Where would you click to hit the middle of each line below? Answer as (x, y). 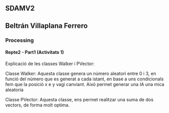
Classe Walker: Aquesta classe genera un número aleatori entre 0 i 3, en (81, 73)
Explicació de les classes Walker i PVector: (50, 64)
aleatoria (14, 90)
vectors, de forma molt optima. (38, 105)
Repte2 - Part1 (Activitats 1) (35, 52)
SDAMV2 (20, 8)
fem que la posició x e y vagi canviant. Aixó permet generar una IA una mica (85, 84)
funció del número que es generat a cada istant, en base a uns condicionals (84, 79)
